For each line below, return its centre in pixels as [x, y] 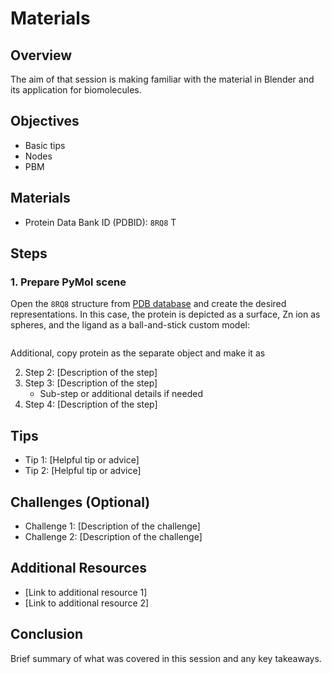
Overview [41, 55]
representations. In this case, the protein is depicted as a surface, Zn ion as [165, 314]
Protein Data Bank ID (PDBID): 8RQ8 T [100, 222]
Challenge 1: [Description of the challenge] [112, 526]
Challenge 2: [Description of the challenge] [113, 536]
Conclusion [47, 634]
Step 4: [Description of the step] [91, 404]
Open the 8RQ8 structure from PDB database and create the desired [148, 304]
